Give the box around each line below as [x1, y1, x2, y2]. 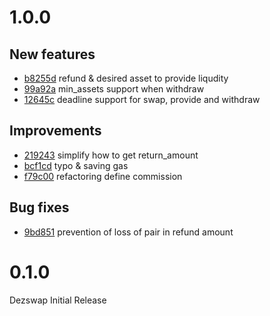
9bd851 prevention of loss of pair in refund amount [23, 226, 234, 238]
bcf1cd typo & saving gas [23, 159, 129, 171]
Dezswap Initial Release [9, 294, 107, 306]
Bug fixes [9, 199, 70, 216]
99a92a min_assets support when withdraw [23, 83, 205, 95]
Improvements [9, 122, 102, 140]
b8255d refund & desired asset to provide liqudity [23, 72, 229, 84]
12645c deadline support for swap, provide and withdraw [23, 94, 261, 105]
